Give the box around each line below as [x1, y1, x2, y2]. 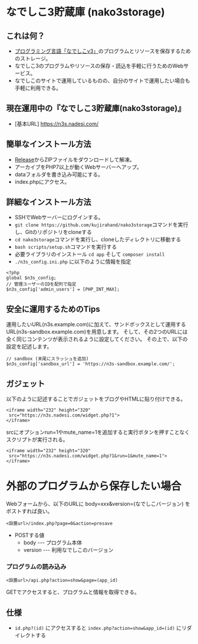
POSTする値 [14, 532, 45, 538]
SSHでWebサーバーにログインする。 [14, 214, 104, 221]
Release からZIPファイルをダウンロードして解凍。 [14, 156, 135, 163]
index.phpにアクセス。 [14, 178, 70, 185]
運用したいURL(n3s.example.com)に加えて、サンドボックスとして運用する [6, 321, 187, 328]
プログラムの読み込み [6, 562, 67, 571]
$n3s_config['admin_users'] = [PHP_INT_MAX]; [6, 287, 120, 292]
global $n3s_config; [6, 275, 57, 281]
